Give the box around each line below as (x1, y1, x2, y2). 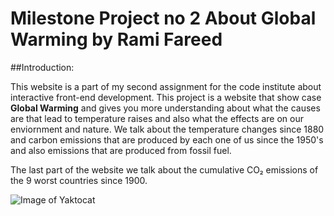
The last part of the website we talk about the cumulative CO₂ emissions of (10, 163, 319, 176)
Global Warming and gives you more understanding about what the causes (10, 102, 321, 114)
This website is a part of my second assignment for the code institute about (10, 80, 322, 92)
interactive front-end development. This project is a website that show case (10, 91, 322, 103)
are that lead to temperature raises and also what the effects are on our (10, 112, 304, 124)
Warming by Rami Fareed (10, 28, 223, 51)
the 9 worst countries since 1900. (10, 174, 148, 186)
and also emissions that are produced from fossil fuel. (10, 144, 232, 156)
